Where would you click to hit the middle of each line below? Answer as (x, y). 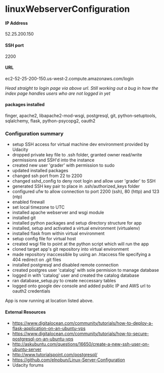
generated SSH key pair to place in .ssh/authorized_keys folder (76, 186)
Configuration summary (34, 133)
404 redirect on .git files (37, 260)
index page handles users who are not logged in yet (58, 93)
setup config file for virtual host (44, 239)
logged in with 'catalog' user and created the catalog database (76, 275)
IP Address (16, 23)
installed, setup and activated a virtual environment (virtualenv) (76, 228)
